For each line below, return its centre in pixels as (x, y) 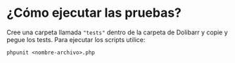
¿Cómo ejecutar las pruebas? (94, 13)
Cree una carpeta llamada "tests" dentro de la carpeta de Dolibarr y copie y (117, 32)
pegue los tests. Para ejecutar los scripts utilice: (76, 39)
